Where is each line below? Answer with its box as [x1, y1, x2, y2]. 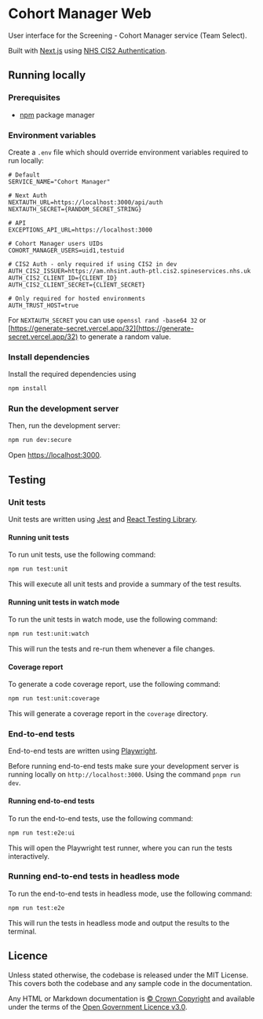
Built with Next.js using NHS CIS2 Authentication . [8, 46, 167, 55]
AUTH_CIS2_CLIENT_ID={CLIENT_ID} [8, 274, 118, 282]
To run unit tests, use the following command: [8, 550, 156, 560]
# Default [8, 170, 41, 179]
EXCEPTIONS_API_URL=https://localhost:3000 [8, 225, 153, 234]
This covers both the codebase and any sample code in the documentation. [8, 978, 253, 988]
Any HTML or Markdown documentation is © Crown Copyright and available [8, 994, 255, 1003]
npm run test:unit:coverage [8, 695, 100, 703]
